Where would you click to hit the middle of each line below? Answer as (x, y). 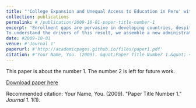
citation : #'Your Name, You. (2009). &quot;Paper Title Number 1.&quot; (96, 55)
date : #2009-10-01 (28, 38)
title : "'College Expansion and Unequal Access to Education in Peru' (94, 11)
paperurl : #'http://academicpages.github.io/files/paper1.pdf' (85, 49)
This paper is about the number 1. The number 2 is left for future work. (91, 71)
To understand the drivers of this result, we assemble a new (83, 33)
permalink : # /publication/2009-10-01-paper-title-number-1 (81, 22)
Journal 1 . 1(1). (23, 100)
